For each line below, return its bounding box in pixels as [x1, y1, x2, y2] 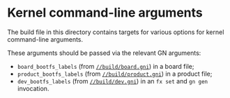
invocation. [17, 84, 49, 92]
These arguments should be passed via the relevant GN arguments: [7, 49, 201, 57]
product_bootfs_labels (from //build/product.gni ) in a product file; [17, 70, 213, 78]
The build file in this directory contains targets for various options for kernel [7, 28, 224, 36]
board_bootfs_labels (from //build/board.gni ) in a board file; [17, 62, 194, 70]
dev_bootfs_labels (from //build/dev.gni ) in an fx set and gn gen [17, 76, 208, 85]
